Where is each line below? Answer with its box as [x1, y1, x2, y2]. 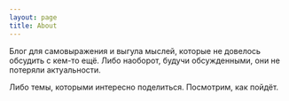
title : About [9, 21, 58, 30]
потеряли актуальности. [9, 64, 102, 75]
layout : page [9, 12, 58, 22]
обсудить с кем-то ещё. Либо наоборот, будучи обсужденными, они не [9, 55, 281, 66]
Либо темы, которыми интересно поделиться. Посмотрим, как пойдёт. [9, 82, 279, 92]
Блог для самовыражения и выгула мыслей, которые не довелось [9, 45, 262, 56]
